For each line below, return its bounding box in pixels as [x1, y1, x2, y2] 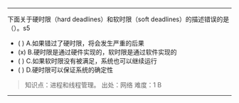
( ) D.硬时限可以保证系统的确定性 [17, 65, 114, 74]
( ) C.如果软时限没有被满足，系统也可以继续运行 [17, 57, 158, 65]
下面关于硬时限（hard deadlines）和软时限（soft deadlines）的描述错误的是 [7, 15, 230, 23]
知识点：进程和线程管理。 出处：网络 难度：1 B [24, 81, 162, 89]
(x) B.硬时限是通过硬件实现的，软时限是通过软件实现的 [17, 48, 177, 56]
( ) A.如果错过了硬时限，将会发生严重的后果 [17, 39, 144, 47]
